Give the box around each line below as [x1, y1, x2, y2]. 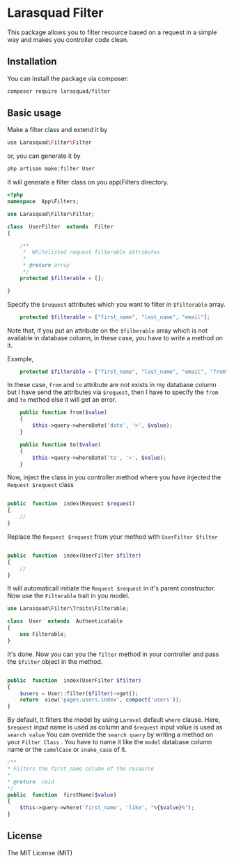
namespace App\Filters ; [7, 198, 79, 205]
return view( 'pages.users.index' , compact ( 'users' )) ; [19, 697, 182, 704]
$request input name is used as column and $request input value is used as [7, 723, 223, 732]
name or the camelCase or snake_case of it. [7, 746, 127, 754]
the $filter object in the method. [7, 657, 103, 665]
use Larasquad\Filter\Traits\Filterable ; [7, 605, 130, 612]
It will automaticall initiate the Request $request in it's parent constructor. [7, 584, 216, 593]
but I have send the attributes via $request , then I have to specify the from [7, 388, 219, 396]
